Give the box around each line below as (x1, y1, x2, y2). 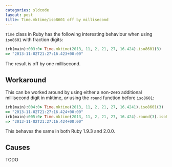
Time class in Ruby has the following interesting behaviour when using (5, 31, 153, 38)
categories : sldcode (5, 7, 50, 13)
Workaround (5, 76, 47, 84)
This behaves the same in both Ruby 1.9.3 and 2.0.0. (5, 128, 115, 134)
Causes (5, 143, 30, 152)
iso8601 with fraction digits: (5, 36, 63, 43)
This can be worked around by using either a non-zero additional (5, 89, 142, 95)
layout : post (5, 12, 33, 17)
